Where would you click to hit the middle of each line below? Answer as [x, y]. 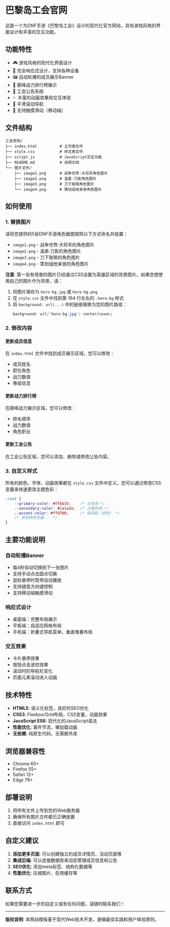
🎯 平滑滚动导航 [28, 104]
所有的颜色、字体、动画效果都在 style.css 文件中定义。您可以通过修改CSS [83, 483]
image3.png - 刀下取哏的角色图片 [46, 258]
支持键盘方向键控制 [33, 586]
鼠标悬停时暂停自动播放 [37, 580]
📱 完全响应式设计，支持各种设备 [46, 70]
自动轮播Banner [25, 555]
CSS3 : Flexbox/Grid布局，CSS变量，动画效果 [60, 715]
